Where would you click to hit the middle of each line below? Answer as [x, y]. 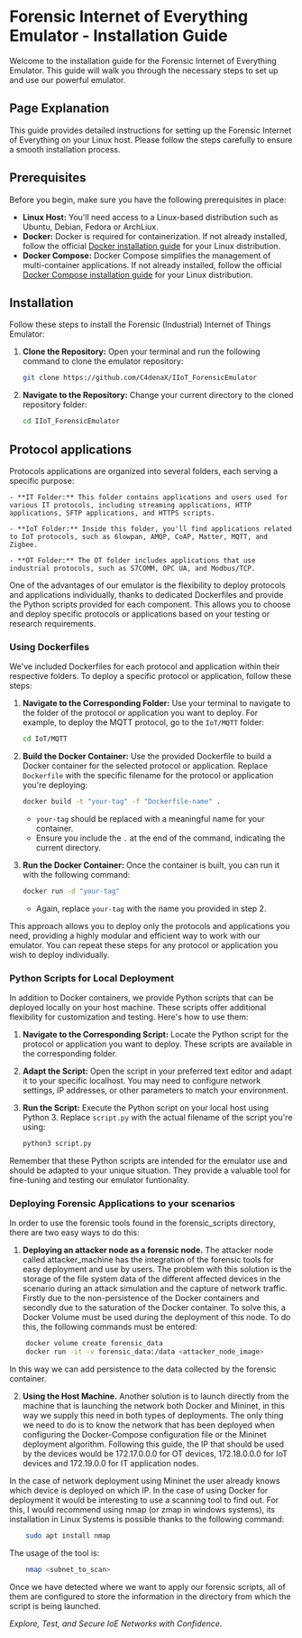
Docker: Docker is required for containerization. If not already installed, [155, 236]
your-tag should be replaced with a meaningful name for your [151, 818]
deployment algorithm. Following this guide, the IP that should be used [153, 1444]
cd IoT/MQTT [45, 739]
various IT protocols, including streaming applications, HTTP [131, 505]
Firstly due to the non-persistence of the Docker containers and [141, 1298]
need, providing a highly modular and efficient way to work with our [135, 935]
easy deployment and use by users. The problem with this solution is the [157, 1270]
